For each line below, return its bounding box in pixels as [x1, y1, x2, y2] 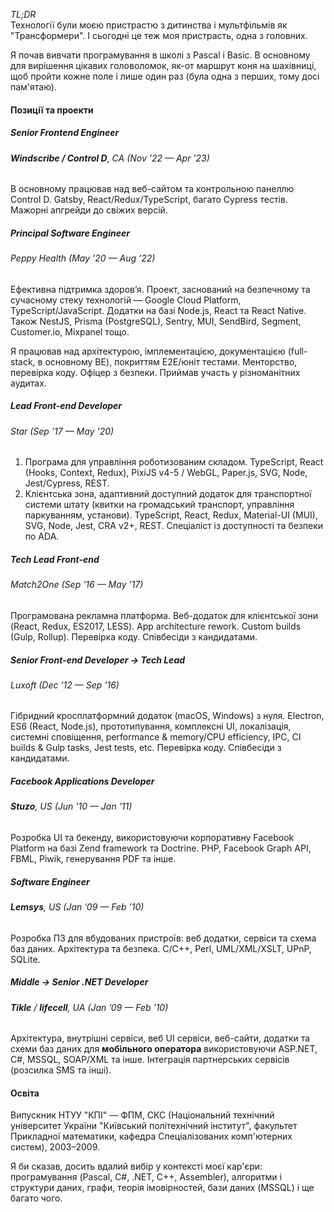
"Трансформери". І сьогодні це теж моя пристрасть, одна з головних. [10, 30, 308, 41]
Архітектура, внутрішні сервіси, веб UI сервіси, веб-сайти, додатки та [10, 1032, 311, 1044]
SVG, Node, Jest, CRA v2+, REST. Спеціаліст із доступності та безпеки [24, 520, 324, 532]
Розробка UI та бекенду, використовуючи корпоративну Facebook [10, 832, 295, 844]
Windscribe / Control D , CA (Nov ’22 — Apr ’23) [10, 152, 210, 164]
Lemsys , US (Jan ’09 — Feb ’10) [10, 901, 145, 913]
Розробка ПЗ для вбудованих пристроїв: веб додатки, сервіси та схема [10, 932, 317, 944]
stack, [10, 355, 36, 368]
